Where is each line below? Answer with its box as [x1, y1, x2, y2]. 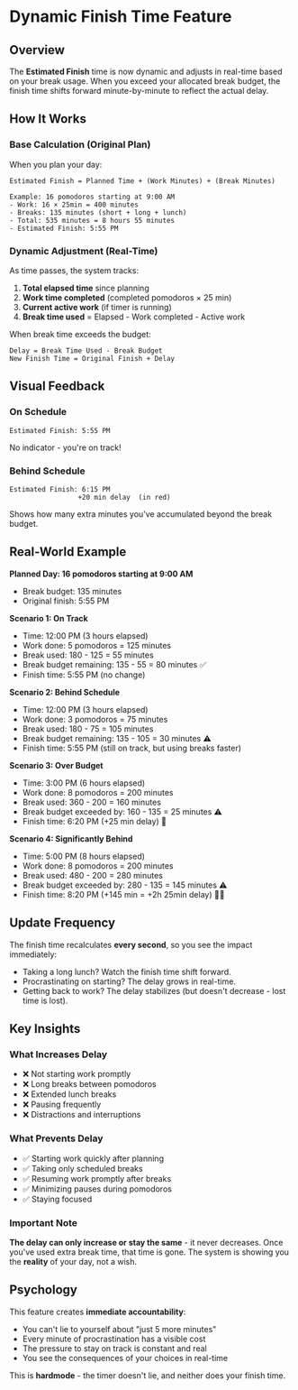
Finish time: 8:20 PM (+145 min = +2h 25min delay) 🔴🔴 [22, 888, 225, 899]
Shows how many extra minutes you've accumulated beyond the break [9, 508, 273, 520]
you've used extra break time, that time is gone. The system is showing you [9, 1247, 290, 1257]
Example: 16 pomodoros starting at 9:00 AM [9, 192, 176, 201]
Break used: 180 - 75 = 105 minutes [22, 723, 154, 734]
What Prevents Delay [9, 1132, 104, 1145]
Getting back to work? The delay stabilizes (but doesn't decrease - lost [22, 985, 286, 996]
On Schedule [9, 406, 68, 419]
